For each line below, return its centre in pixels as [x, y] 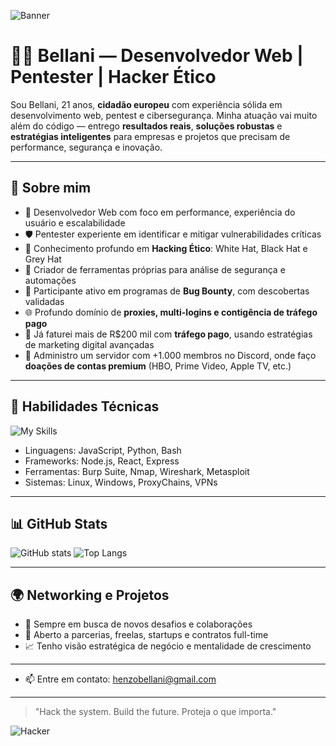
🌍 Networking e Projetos [90, 595]
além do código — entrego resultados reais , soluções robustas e [146, 126]
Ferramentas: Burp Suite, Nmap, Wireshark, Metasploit [137, 471]
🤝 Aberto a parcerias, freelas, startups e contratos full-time [146, 635]
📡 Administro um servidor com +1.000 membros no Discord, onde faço [170, 355]
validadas [44, 301]
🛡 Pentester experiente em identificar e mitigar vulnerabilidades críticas [173, 234]
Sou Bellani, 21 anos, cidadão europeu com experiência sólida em [146, 104]
